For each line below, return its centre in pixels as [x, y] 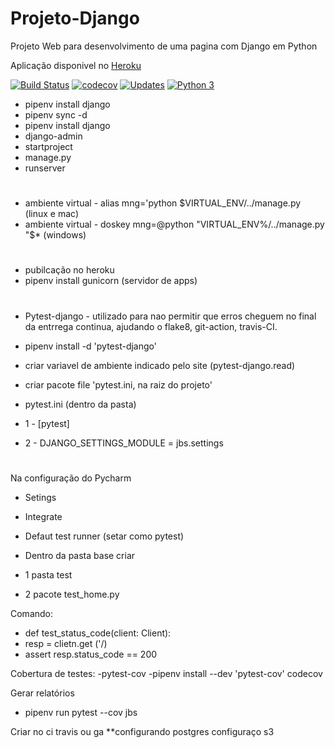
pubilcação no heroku [69, 270]
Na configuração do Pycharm [71, 478]
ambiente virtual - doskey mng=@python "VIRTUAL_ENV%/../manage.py [174, 224]
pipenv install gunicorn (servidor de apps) [111, 281]
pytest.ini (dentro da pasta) [80, 404]
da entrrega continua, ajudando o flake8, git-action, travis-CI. [151, 326]
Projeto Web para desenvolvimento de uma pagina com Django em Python [164, 46]
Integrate [43, 516]
